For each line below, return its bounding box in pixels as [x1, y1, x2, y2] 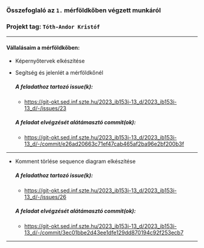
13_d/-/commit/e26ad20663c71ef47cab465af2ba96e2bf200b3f [24, 140, 185, 148]
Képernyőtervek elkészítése [15, 58, 85, 65]
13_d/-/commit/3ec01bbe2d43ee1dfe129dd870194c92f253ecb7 [24, 229, 184, 236]
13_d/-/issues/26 [24, 193, 67, 201]
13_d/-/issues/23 [24, 105, 67, 112]
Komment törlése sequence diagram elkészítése [15, 158, 136, 165]
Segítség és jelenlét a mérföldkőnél [15, 69, 103, 76]
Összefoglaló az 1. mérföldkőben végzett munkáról [6, 6, 161, 15]
